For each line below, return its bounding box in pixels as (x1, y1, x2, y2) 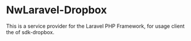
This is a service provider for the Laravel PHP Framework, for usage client (6, 23, 185, 29)
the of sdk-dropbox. (6, 28, 55, 35)
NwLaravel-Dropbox (6, 3, 107, 17)
